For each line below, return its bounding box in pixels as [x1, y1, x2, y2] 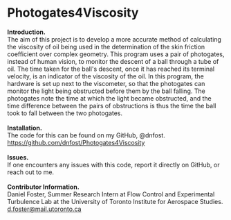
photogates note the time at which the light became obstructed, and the [7, 94, 212, 102]
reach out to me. [7, 168, 54, 176]
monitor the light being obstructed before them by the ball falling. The [7, 87, 205, 95]
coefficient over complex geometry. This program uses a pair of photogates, [7, 50, 225, 58]
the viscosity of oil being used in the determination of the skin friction [7, 42, 205, 51]
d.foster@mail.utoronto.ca [7, 205, 82, 213]
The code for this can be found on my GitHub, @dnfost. [7, 130, 166, 139]
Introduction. [7, 28, 46, 36]
